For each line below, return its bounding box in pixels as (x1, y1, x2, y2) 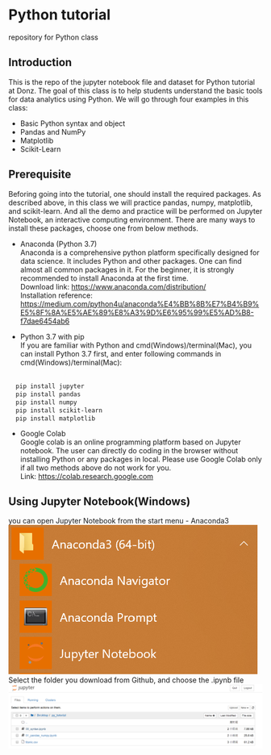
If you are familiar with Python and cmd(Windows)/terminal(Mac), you (19, 340, 252, 350)
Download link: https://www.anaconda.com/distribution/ (19, 282, 206, 291)
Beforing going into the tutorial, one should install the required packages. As (8, 189, 262, 198)
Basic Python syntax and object (19, 119, 126, 128)
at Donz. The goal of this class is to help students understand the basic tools (8, 86, 263, 95)
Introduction (8, 56, 73, 69)
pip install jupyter (15, 382, 85, 390)
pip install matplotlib (15, 414, 95, 423)
